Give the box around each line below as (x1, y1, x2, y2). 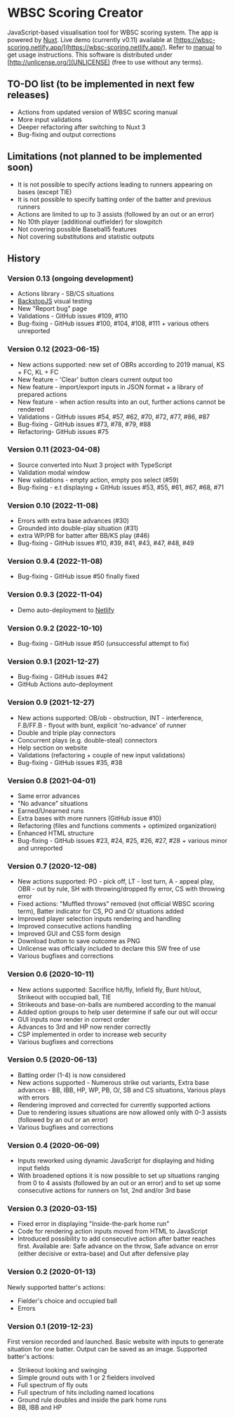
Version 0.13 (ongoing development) (7, 274, 134, 283)
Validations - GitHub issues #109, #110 (17, 312, 128, 320)
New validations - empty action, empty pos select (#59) (17, 475, 179, 484)
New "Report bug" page (17, 304, 88, 313)
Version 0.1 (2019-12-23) (7, 1321, 93, 1331)
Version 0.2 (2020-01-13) (7, 1267, 96, 1277)
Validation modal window (17, 468, 90, 476)
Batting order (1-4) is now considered (17, 1071, 126, 1079)
